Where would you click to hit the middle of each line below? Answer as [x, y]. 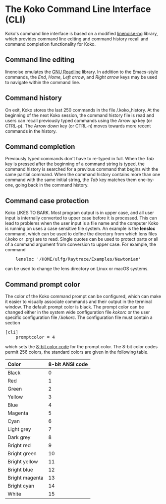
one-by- [146, 180]
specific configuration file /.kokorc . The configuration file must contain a [79, 317]
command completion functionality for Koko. [51, 44]
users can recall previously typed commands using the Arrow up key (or [79, 120]
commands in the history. [31, 131]
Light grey [19, 429]
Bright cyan [21, 486]
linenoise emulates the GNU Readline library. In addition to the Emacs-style [82, 72]
